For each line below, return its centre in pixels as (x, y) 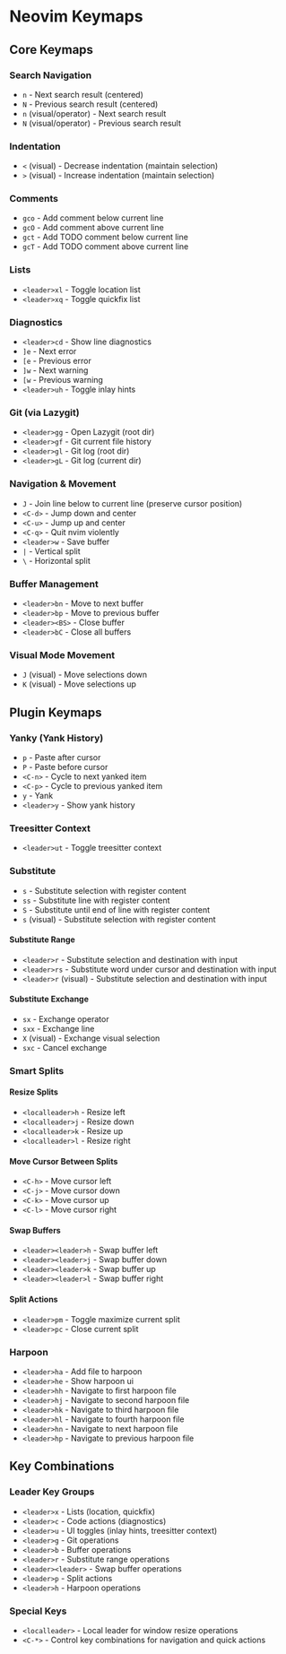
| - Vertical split (51, 551)
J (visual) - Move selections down (85, 675)
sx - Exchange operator (65, 1018)
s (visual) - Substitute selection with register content (119, 919)
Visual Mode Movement (62, 654)
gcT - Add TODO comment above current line (105, 247)
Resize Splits (34, 1092)
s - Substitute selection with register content (104, 890)
